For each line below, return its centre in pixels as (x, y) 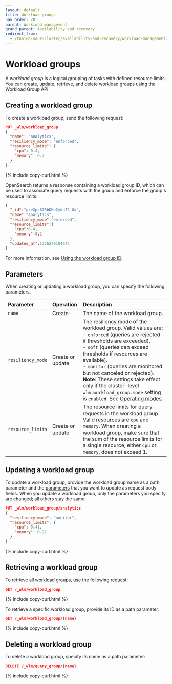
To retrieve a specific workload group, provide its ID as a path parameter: (82, 609)
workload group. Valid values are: (123, 328)
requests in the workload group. (121, 414)
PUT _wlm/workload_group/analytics (43, 508)
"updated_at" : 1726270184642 (40, 243)
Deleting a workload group (48, 644)
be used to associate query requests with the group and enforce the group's (86, 190)
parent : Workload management (36, 24)
